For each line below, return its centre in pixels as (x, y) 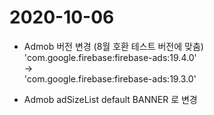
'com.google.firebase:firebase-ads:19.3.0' (110, 78)
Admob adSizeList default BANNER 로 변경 (110, 99)
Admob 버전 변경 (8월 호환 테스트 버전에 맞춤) (113, 46)
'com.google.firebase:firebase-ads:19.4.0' (110, 57)
